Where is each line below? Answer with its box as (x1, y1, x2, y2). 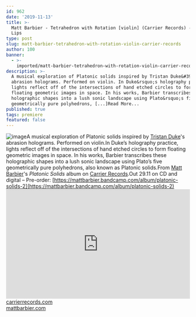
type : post (6, 36, 33, 41)
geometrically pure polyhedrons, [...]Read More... (11, 100, 140, 107)
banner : (6, 52, 25, 58)
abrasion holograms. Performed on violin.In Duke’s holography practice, (6, 140, 179, 147)
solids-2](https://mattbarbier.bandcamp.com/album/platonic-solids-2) (6, 183, 174, 190)
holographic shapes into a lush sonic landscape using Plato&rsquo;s (11, 95, 184, 101)
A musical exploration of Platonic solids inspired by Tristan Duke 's (26, 133, 185, 140)
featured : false (6, 117, 45, 123)
